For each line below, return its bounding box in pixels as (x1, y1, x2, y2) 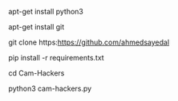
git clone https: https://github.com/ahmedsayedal (8, 37, 170, 47)
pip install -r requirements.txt (8, 53, 104, 62)
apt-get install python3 (8, 7, 84, 16)
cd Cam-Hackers (8, 68, 65, 78)
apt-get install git (8, 22, 65, 31)
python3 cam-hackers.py (8, 84, 92, 93)
